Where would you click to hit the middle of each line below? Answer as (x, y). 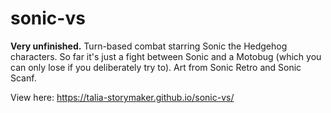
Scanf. (23, 78)
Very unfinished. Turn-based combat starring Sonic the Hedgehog (149, 46)
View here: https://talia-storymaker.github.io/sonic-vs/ (122, 97)
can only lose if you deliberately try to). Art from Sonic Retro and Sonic (156, 67)
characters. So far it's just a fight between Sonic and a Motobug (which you (166, 56)
